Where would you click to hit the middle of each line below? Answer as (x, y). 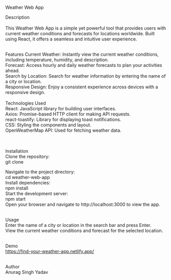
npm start (16, 199)
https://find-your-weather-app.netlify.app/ (50, 251)
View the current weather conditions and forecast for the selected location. (84, 230)
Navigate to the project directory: (40, 172)
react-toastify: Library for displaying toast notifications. (63, 119)
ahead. (13, 71)
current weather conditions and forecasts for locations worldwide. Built (80, 33)
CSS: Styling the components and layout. (48, 125)
